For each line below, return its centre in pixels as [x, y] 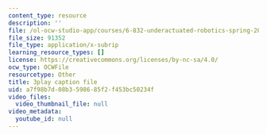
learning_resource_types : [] [56, 52]
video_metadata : [35, 112]
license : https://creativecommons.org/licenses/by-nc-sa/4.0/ [113, 60]
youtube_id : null [44, 119]
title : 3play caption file [53, 82]
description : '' [35, 23]
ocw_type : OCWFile [39, 67]
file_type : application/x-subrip [64, 45]
